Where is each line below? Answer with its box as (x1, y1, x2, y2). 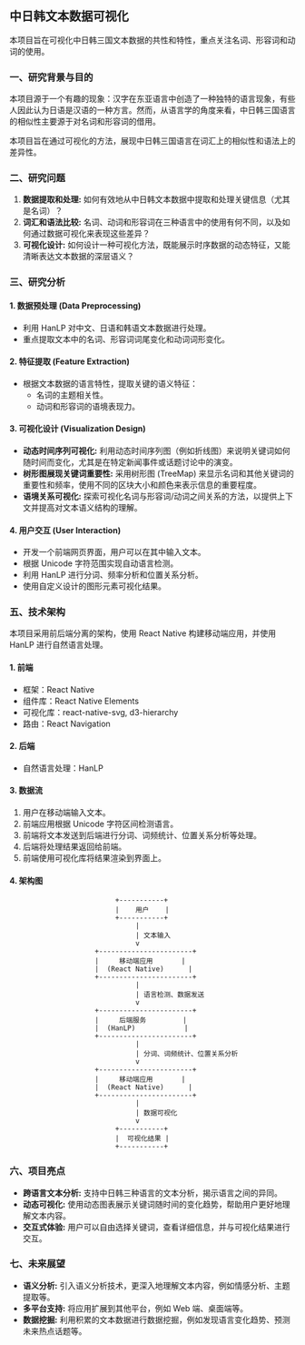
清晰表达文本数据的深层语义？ (22, 251, 134, 262)
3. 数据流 (9, 785, 44, 796)
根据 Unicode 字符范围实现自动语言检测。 (22, 558, 179, 569)
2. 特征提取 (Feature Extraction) (9, 356, 130, 367)
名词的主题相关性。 (35, 389, 109, 400)
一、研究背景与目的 (9, 71, 93, 84)
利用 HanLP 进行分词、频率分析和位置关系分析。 (22, 570, 204, 581)
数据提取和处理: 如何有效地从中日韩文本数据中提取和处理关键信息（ (22, 194, 275, 205)
